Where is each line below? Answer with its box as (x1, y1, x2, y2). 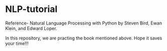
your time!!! (5, 40, 29, 46)
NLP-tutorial (5, 3, 58, 15)
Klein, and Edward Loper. (5, 25, 57, 31)
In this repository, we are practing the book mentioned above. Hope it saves (5, 35, 162, 41)
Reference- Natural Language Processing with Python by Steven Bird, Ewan (5, 20, 162, 26)
